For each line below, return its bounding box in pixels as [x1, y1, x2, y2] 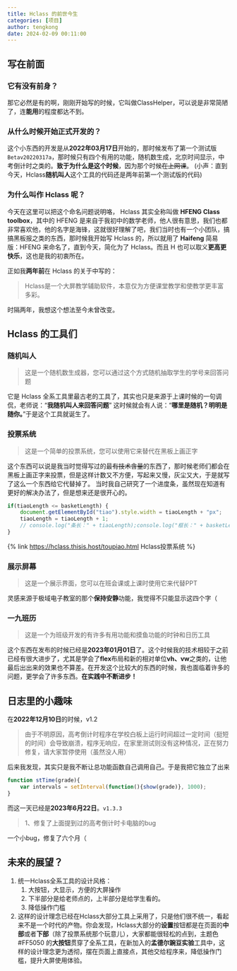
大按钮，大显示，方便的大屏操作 [28, 885, 121, 894]
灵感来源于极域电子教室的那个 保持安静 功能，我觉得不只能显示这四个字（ [7, 594, 217, 603]
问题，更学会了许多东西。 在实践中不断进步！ [7, 672, 138, 681]
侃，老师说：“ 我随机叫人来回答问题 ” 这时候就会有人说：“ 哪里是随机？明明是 [7, 401, 228, 410]
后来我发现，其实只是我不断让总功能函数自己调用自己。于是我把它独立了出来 [7, 763, 230, 771]
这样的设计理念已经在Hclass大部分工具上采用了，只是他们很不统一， [17, 912, 217, 920]
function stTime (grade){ [7, 777, 80, 784]
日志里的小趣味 [7, 695, 73, 707]
